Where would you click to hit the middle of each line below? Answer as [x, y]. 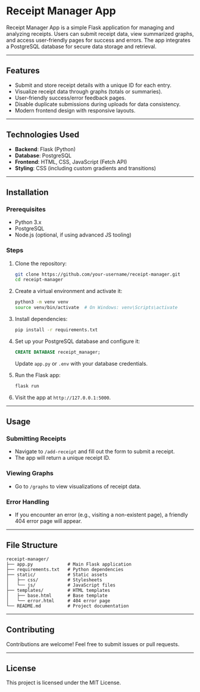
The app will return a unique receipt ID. [62, 458]
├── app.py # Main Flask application [69, 564]
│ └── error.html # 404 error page [58, 601]
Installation [27, 192]
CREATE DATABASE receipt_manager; [57, 352]
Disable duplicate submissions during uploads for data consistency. [98, 104]
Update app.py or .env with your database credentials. [81, 363]
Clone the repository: [41, 263]
